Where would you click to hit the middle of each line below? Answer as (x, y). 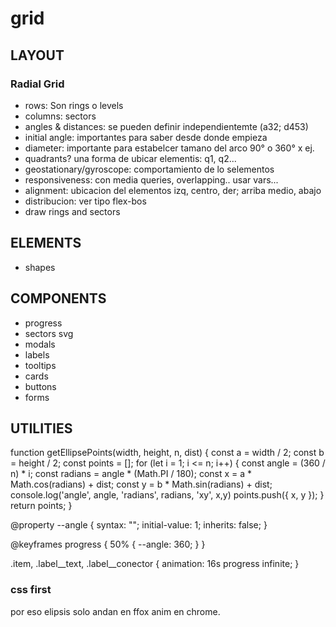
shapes (40, 267)
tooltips (40, 365)
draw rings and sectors (72, 211)
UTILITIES (41, 428)
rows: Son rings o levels (74, 105)
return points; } (41, 506)
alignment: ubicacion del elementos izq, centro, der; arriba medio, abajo (173, 190)
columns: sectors (60, 116)
